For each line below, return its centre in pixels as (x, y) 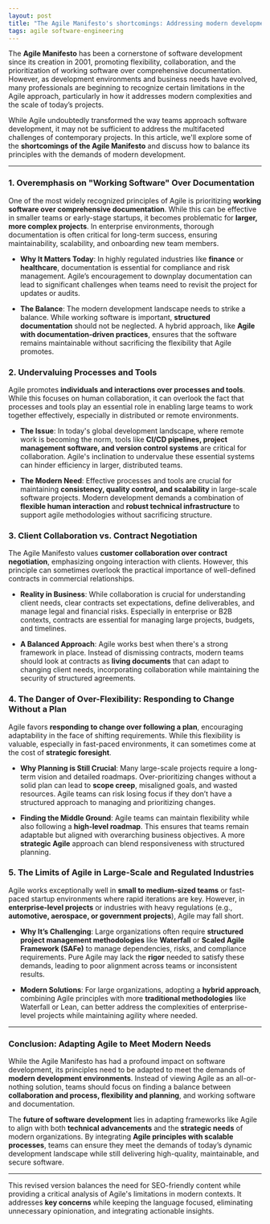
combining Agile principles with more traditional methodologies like (133, 998)
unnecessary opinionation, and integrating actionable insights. (111, 1211)
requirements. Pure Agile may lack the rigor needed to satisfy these (132, 957)
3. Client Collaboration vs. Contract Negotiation (103, 536)
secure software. (36, 1162)
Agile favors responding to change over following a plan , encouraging (126, 727)
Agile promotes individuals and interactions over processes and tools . (127, 389)
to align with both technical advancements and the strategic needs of (126, 1128)
